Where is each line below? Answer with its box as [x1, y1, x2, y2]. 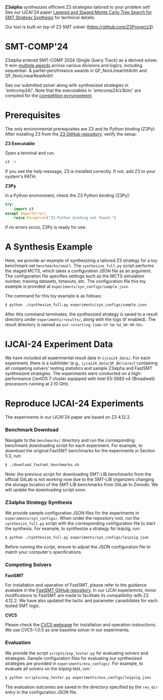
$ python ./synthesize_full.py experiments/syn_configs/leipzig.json [5, 535, 149, 540]
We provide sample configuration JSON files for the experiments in [5, 510, 140, 516]
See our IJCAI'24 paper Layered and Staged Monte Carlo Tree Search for [5, 9, 152, 15]
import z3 [14, 206, 34, 212]
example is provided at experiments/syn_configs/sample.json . [5, 283, 129, 290]
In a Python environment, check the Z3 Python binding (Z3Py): [5, 192, 130, 198]
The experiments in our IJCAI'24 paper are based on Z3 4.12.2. [5, 414, 131, 420]
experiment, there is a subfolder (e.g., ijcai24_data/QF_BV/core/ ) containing [5, 360, 158, 366]
